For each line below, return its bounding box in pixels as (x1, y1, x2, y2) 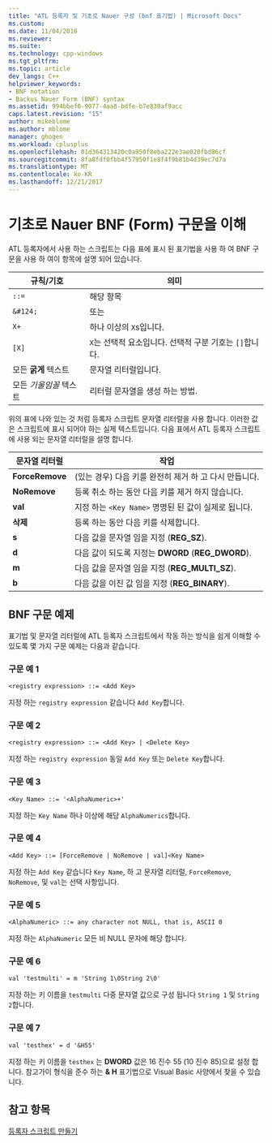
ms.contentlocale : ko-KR (8, 170, 92, 179)
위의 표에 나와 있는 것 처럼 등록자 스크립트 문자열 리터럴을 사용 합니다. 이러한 (8, 413, 250, 423)
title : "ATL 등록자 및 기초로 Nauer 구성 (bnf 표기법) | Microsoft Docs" (8, 11, 242, 20)
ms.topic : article (8, 65, 70, 73)
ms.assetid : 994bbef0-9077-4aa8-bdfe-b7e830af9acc (8, 102, 183, 110)
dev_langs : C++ (8, 72, 60, 80)
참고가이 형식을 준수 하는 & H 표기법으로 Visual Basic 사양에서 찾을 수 (25, 1067, 246, 1076)
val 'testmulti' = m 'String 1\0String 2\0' (8, 975, 161, 983)
